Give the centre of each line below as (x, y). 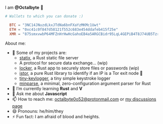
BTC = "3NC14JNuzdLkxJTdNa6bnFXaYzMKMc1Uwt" (55, 25)
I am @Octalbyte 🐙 (24, 7)
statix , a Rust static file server (49, 57)
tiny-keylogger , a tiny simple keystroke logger (65, 78)
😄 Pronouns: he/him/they (38, 111)
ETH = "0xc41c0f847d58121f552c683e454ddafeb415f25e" (64, 29)
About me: (15, 43)
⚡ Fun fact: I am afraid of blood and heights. (56, 116)
